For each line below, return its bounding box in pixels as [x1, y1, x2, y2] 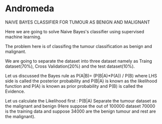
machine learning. [5, 34, 42, 40]
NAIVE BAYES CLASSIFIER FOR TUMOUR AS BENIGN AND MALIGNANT [5, 19, 150, 25]
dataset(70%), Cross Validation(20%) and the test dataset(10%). [5, 63, 135, 69]
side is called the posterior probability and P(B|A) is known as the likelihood [5, 78, 158, 84]
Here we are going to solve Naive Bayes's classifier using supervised [5, 28, 144, 34]
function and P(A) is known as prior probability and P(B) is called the [5, 83, 143, 89]
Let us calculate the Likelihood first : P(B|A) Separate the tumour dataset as [5, 98, 157, 103]
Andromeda [5, 3, 55, 14]
